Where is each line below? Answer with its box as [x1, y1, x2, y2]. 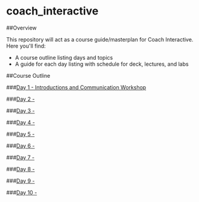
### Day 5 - [6, 130, 35, 137]
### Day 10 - [6, 189, 37, 196]
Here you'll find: [6, 42, 46, 49]
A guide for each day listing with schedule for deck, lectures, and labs [14, 60, 189, 68]
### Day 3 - [6, 107, 35, 114]
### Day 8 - [6, 165, 35, 172]
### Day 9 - [6, 177, 35, 185]
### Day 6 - [6, 142, 35, 149]
